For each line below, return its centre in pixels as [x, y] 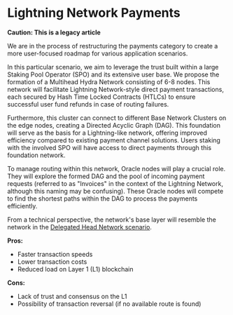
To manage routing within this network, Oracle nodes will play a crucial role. [116, 168]
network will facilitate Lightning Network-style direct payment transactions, [115, 89]
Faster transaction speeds [55, 254]
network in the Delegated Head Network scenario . [80, 227]
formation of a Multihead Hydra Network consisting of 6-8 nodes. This [109, 81]
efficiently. [22, 206]
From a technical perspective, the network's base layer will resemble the [112, 220]
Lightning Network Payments [94, 13]
